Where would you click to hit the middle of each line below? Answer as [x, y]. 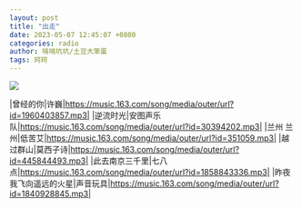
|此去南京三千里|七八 [129, 161]
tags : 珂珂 [29, 60]
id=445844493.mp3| [49, 161]
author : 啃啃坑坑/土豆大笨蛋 [58, 52]
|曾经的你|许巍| [37, 104]
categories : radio [44, 43]
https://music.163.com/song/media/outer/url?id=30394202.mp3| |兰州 [151, 127]
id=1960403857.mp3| [50, 115]
